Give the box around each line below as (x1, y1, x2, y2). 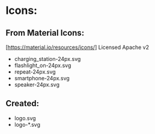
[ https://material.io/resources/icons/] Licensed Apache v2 (5, 43, 150, 51)
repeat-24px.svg (14, 68, 56, 75)
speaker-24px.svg (14, 81, 60, 88)
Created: (5, 98, 40, 109)
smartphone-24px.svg (14, 75, 70, 81)
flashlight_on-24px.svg (14, 62, 71, 69)
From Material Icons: (5, 28, 85, 38)
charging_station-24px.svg (14, 56, 81, 62)
